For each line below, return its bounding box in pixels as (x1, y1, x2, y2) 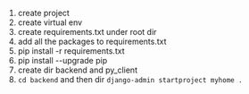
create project (17, 8, 70, 18)
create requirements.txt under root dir (17, 27, 157, 37)
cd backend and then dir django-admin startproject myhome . (17, 74, 243, 84)
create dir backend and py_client (17, 64, 138, 75)
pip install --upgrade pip (17, 56, 108, 65)
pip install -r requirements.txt (17, 46, 125, 56)
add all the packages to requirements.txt (17, 36, 167, 47)
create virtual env (17, 17, 83, 28)
